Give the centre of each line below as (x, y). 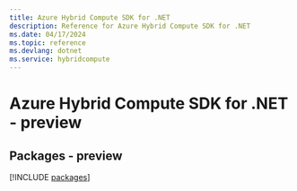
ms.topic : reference (48, 43)
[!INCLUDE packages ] (50, 177)
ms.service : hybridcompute (60, 59)
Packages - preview (66, 156)
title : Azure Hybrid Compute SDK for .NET (90, 17)
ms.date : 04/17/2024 (48, 34)
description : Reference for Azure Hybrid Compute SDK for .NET (130, 26)
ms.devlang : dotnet (46, 51)
